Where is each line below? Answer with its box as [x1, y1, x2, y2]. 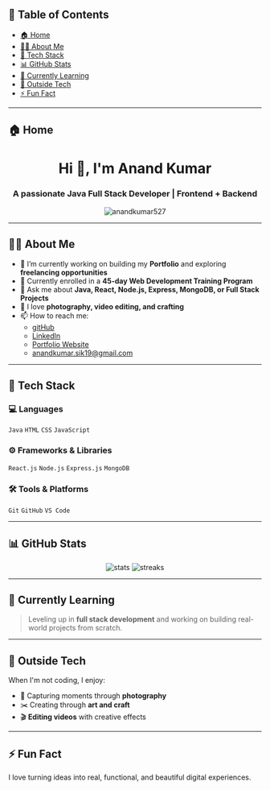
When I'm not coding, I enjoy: [8, 676, 106, 685]
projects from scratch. [48, 623, 123, 633]
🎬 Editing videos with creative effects [19, 712, 147, 722]
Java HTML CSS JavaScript [8, 426, 91, 435]
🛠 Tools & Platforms [8, 484, 89, 495]
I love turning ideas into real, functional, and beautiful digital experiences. [8, 772, 252, 782]
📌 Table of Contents [8, 8, 109, 22]
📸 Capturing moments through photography [19, 691, 167, 701]
